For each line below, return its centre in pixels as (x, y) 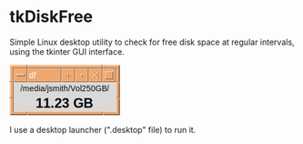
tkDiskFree (51, 17)
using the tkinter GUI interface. (67, 51)
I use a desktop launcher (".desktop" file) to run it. (103, 129)
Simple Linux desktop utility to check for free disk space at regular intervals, (152, 42)
